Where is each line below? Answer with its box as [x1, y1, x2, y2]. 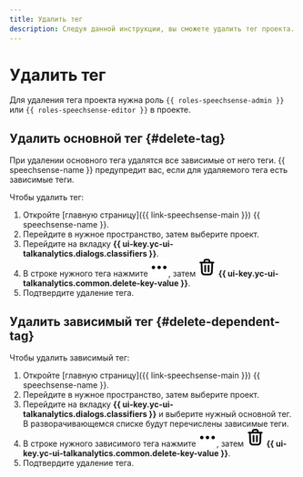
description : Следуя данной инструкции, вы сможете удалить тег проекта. [9, 24, 296, 34]
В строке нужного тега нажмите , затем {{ [22, 269, 227, 279]
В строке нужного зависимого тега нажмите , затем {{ [22, 438, 275, 450]
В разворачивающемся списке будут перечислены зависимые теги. [22, 419, 289, 430]
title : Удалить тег [9, 15, 84, 24]
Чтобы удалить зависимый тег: [9, 352, 130, 363]
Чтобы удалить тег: [9, 192, 85, 203]
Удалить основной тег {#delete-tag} [9, 130, 226, 146]
